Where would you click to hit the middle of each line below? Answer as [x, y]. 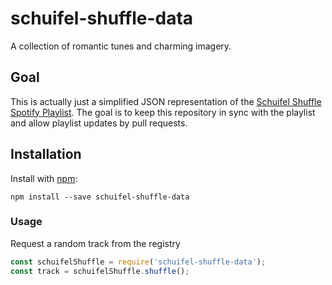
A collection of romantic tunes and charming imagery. [121, 46]
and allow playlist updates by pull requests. [99, 123]
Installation [46, 154]
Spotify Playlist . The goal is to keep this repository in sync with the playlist [163, 112]
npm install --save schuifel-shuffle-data [100, 197]
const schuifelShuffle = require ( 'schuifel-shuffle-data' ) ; [138, 262]
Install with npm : [44, 178]
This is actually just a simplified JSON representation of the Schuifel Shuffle [166, 101]
